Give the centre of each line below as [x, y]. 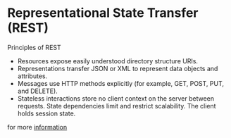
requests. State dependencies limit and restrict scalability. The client [117, 106]
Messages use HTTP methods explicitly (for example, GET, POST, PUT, [120, 83]
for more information [37, 127]
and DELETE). [37, 91]
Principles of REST [34, 47]
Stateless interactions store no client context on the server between [116, 98]
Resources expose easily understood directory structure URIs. [108, 61]
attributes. [32, 76]
